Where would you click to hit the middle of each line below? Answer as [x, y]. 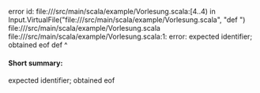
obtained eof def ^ [38, 45]
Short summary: [36, 63]
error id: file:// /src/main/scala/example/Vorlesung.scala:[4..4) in [112, 11]
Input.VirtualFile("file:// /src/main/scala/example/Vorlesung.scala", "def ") [127, 20]
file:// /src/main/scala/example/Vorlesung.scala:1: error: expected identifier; [130, 36]
